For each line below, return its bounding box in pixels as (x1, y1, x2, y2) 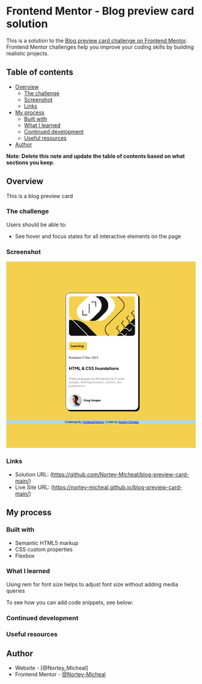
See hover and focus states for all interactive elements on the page (14, 232, 182, 240)
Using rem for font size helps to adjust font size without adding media (6, 580, 179, 588)
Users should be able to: (6, 221, 67, 228)
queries (6, 587, 25, 594)
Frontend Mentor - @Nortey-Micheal (14, 671, 106, 678)
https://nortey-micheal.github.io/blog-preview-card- (53, 483, 182, 491)
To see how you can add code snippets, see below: (6, 598, 133, 606)
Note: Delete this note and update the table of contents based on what (6, 152, 185, 160)
